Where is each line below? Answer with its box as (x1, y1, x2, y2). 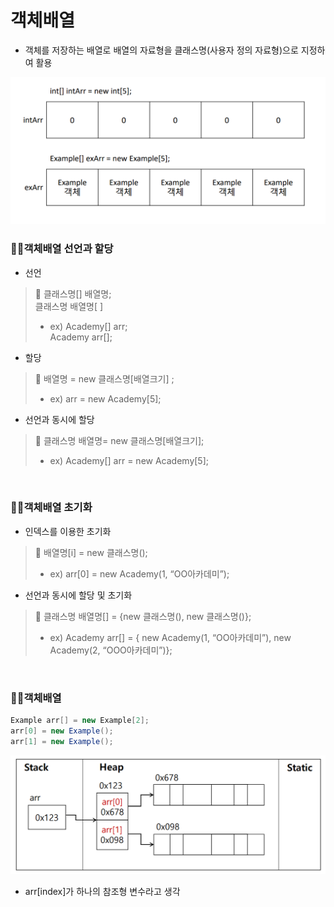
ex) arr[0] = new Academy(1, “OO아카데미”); (49, 567, 230, 580)
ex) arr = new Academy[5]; (49, 392, 162, 405)
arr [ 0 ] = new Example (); (10, 726, 114, 736)
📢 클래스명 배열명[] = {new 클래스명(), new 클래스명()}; (34, 610, 252, 622)
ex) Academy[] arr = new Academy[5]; (49, 454, 209, 466)
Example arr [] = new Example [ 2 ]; (10, 716, 150, 726)
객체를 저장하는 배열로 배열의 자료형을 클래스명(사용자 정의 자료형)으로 (24, 44, 299, 56)
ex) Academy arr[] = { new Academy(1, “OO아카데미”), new (49, 631, 292, 643)
